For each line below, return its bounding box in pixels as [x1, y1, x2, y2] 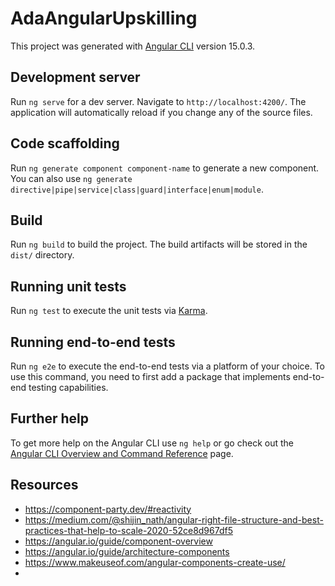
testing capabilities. [28, 382, 109, 393]
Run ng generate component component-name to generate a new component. [10, 162, 320, 174]
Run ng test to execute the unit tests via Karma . [10, 305, 208, 317]
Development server [10, 69, 141, 86]
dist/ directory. [10, 249, 75, 261]
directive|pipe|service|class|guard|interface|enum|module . [10, 183, 264, 195]
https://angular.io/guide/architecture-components [24, 545, 230, 557]
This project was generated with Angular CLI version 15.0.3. [10, 40, 256, 52]
